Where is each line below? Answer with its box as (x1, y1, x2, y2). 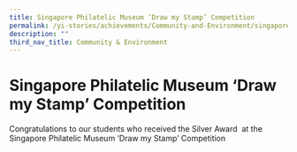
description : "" (9, 29, 69, 38)
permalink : (9, 21, 49, 30)
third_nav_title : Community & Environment (9, 37, 168, 47)
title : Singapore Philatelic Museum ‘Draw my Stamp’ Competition (9, 12, 255, 22)
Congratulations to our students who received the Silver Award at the (9, 124, 263, 134)
